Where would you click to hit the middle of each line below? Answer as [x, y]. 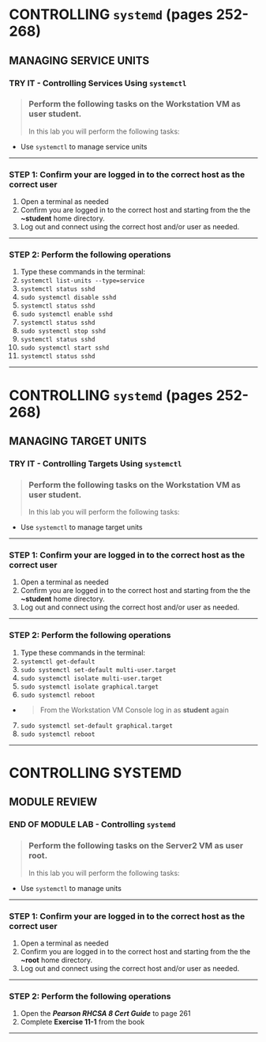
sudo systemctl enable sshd [66, 315]
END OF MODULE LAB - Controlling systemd [92, 825]
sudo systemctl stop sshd [63, 331]
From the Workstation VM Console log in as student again [135, 710]
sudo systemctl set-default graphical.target [96, 726]
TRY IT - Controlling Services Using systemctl [98, 83]
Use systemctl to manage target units [81, 527]
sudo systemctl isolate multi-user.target [91, 678]
